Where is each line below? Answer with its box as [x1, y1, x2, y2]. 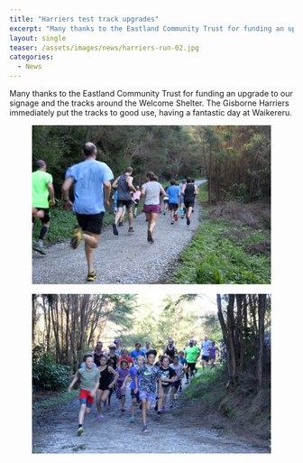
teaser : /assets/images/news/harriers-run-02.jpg [9, 43, 200, 52]
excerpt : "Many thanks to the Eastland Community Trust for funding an [9, 23, 284, 33]
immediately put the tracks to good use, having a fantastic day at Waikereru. [9, 107, 293, 117]
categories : [9, 52, 54, 62]
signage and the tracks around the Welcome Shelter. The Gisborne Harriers [9, 97, 290, 108]
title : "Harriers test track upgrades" [9, 14, 160, 23]
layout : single [9, 33, 67, 42]
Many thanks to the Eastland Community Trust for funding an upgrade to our [9, 88, 293, 98]
